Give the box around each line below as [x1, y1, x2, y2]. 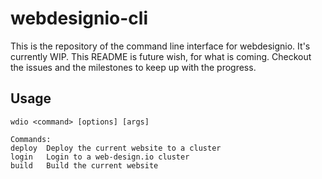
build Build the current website [10, 160, 159, 171]
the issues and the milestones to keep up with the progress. [10, 61, 257, 73]
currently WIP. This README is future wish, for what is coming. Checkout [10, 50, 312, 62]
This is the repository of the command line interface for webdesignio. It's [10, 40, 311, 52]
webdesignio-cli [10, 7, 148, 30]
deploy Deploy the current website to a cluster [10, 143, 222, 153]
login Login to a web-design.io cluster [10, 152, 190, 162]
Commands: [10, 134, 52, 144]
